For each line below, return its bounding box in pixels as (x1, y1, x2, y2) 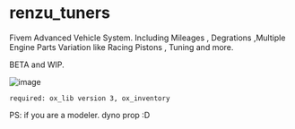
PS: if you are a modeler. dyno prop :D (9, 109, 151, 120)
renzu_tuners (9, 3, 110, 23)
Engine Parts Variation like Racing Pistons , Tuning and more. (9, 41, 234, 52)
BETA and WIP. (9, 59, 65, 70)
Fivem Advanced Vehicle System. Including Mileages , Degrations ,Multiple (9, 32, 286, 43)
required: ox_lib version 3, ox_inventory (9, 93, 170, 103)
